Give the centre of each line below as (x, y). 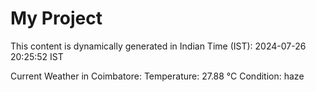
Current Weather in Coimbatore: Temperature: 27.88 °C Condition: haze (157, 76)
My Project (56, 18)
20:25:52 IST (37, 56)
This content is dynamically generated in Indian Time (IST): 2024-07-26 (158, 46)
